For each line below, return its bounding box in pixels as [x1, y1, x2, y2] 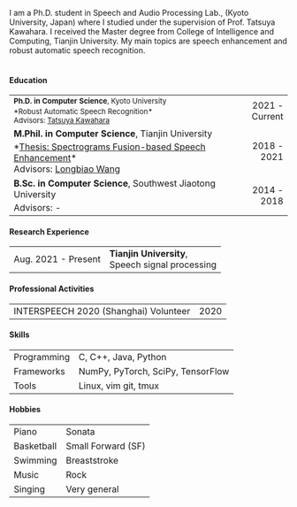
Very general [65, 483, 119, 495]
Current [251, 110, 284, 122]
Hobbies [9, 404, 42, 415]
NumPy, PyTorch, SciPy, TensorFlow [78, 365, 230, 377]
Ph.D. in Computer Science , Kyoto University [13, 96, 167, 106]
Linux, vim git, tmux [78, 380, 159, 392]
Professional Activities [9, 283, 95, 294]
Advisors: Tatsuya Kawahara [13, 115, 110, 126]
